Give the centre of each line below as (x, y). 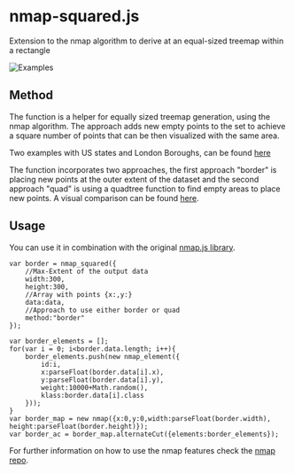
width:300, (45, 279)
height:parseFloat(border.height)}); (79, 426)
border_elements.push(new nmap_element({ (102, 356)
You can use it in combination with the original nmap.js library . (123, 247)
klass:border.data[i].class (93, 395)
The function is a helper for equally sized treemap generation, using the (140, 116)
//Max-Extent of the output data (87, 271)
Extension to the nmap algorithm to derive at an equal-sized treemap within (147, 41)
